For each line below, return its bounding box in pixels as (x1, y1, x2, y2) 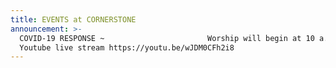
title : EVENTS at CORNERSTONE (10, 14, 137, 25)
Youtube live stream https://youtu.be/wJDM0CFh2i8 (19, 42, 235, 53)
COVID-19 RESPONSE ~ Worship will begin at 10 (19, 33, 315, 43)
